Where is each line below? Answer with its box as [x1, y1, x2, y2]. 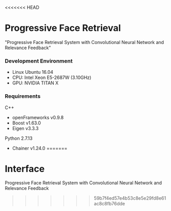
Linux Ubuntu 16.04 [12, 69, 54, 75]
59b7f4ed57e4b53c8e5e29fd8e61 [94, 195, 166, 201]
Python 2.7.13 [5, 135, 33, 141]
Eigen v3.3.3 [12, 125, 39, 131]
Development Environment [5, 57, 73, 65]
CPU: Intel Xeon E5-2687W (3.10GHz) [12, 74, 92, 81]
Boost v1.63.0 [12, 120, 41, 126]
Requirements [5, 93, 41, 100]
